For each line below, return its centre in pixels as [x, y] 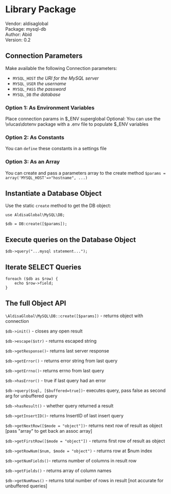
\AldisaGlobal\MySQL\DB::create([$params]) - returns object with [74, 316]
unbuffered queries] [26, 486]
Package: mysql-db [26, 29]
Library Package [41, 9]
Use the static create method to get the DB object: [58, 206]
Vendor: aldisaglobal [27, 23]
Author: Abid [19, 34]
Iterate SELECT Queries [43, 267]
